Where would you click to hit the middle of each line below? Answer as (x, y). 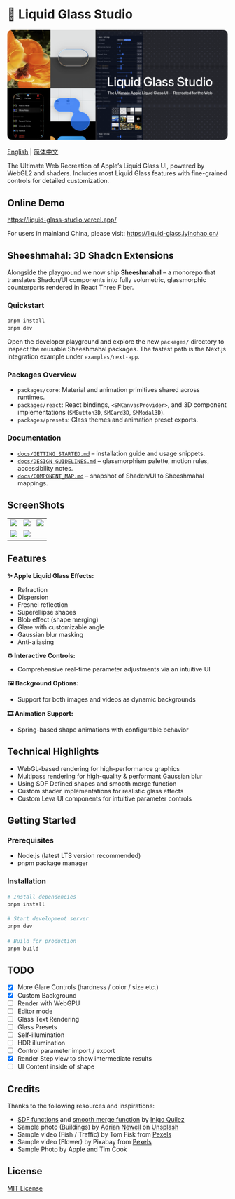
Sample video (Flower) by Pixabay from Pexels (84, 1141)
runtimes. (31, 397)
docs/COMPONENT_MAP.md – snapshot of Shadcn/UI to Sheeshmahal (111, 476)
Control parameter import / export (66, 1050)
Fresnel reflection (43, 604)
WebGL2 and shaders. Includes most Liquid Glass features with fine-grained (117, 173)
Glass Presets (37, 1026)
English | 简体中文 (33, 152)
